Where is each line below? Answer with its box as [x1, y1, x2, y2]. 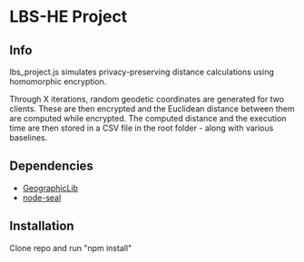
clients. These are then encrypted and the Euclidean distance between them [9, 103, 295, 114]
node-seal [22, 192, 62, 203]
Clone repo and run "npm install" [9, 242, 132, 253]
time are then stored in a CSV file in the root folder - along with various [9, 122, 274, 133]
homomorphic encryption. [9, 76, 107, 87]
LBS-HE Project [9, 6, 128, 27]
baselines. [9, 132, 48, 142]
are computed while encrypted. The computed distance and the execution [9, 113, 287, 123]
